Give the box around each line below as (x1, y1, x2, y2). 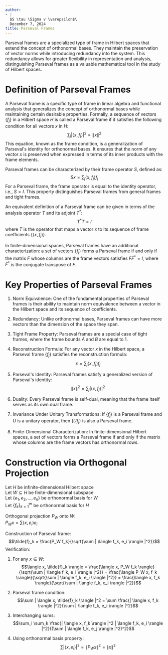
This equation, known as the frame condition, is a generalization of (5, 141, 143, 147)
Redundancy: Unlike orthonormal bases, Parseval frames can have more (12, 316, 162, 322)
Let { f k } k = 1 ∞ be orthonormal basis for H (5, 501, 89, 510)
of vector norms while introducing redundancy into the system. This (5, 51, 145, 57)
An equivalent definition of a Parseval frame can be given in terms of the (5, 204, 155, 210)
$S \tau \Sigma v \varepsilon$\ (10, 17, 78, 22)
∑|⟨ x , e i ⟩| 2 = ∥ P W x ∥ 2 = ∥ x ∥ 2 (60, 643, 116, 651)
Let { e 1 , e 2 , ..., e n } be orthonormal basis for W (5, 495, 98, 502)
